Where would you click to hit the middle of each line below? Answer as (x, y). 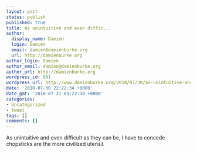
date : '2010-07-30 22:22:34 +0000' (50, 88)
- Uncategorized (26, 104)
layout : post (22, 11)
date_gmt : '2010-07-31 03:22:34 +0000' (55, 94)
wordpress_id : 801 (28, 77)
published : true (26, 22)
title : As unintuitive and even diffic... (59, 28)
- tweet (16, 110)
